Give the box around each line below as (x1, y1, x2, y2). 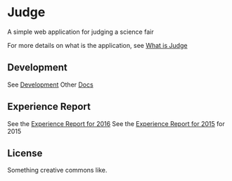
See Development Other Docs (7, 80, 94, 89)
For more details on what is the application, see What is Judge (7, 41, 188, 49)
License (7, 147, 43, 159)
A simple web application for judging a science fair (7, 27, 154, 36)
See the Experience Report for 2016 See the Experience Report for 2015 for (7, 119, 225, 127)
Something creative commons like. (7, 166, 108, 175)
